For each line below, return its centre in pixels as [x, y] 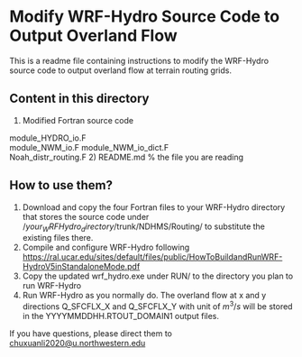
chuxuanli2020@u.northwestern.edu [78, 343]
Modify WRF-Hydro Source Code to [145, 17]
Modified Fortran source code [78, 120]
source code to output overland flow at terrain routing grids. [121, 70]
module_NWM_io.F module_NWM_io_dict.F [89, 147]
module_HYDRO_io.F [48, 138]
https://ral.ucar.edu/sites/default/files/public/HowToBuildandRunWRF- [152, 257]
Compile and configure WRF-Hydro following [106, 247]
